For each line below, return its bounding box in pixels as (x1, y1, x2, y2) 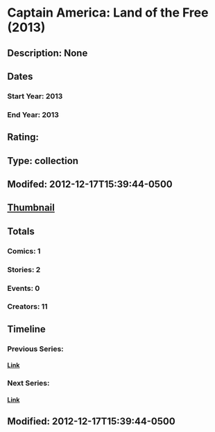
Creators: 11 (7, 302, 48, 312)
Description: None (7, 47, 88, 59)
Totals (7, 225, 35, 237)
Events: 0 (7, 283, 40, 293)
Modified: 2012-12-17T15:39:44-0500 (7, 415, 175, 427)
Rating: (7, 132, 40, 143)
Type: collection (7, 154, 78, 167)
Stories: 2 (7, 264, 41, 274)
